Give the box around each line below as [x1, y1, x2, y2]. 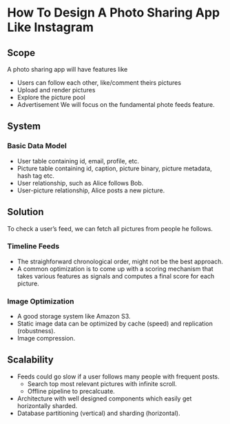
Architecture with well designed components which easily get [17, 394, 192, 403]
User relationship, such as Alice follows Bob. [17, 179, 144, 187]
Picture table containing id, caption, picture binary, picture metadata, [17, 164, 212, 172]
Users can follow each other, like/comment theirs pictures [17, 79, 181, 87]
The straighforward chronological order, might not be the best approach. [17, 257, 224, 265]
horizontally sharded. [17, 401, 78, 410]
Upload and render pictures [17, 86, 96, 94]
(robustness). [17, 327, 56, 335]
